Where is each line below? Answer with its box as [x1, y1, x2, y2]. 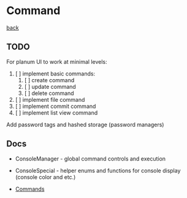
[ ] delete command [24, 89, 75, 97]
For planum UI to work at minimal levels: [6, 58, 107, 65]
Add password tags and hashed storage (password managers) [6, 121, 164, 128]
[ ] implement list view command [15, 109, 98, 116]
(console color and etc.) [15, 173, 76, 181]
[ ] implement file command [15, 96, 85, 103]
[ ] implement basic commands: [15, 70, 96, 77]
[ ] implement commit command [15, 102, 96, 110]
